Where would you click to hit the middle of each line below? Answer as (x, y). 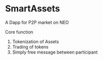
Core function (19, 32)
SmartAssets (33, 9)
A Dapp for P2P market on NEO (37, 22)
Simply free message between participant (55, 52)
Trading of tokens (30, 47)
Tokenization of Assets (36, 41)
